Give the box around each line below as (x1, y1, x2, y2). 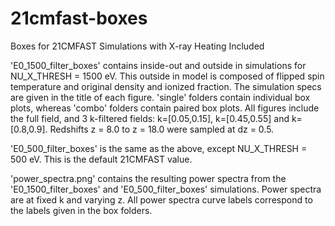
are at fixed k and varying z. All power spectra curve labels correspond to (10, 193, 313, 206)
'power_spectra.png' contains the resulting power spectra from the (10, 172, 287, 184)
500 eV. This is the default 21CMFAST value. (10, 153, 193, 165)
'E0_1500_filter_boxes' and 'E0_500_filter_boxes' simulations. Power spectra (10, 183, 322, 195)
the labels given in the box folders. (10, 204, 153, 216)
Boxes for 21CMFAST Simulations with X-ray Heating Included (10, 40, 265, 52)
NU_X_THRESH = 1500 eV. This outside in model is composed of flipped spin (10, 70, 325, 82)
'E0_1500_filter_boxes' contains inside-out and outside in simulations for (10, 59, 307, 71)
